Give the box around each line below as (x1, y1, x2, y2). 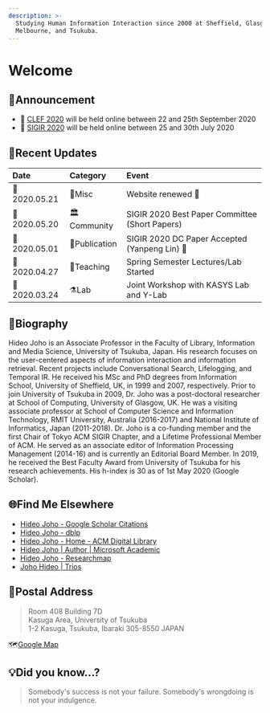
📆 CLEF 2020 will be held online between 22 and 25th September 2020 (19, 114, 256, 124)
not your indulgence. (27, 695, 97, 705)
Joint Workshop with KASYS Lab (126, 279, 250, 291)
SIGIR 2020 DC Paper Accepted (126, 234, 247, 245)
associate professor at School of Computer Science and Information (8, 406, 234, 416)
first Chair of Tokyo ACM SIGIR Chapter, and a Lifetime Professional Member (8, 432, 262, 442)
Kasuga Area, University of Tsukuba (27, 615, 148, 625)
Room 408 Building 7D (27, 606, 103, 616)
